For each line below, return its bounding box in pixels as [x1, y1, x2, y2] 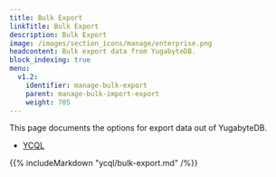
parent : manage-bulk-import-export [25, 89, 160, 98]
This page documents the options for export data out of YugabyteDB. [9, 123, 268, 133]
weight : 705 [25, 97, 71, 107]
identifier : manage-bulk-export [25, 81, 148, 90]
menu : [9, 64, 30, 74]
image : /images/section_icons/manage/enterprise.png [9, 38, 213, 48]
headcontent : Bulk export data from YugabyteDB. [9, 47, 196, 56]
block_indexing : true [9, 55, 91, 64]
